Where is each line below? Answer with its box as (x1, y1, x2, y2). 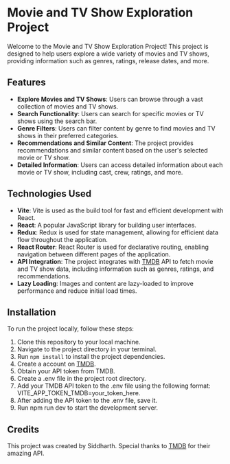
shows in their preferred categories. (16, 131, 119, 140)
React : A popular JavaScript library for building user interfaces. (16, 221, 197, 229)
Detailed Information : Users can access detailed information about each (16, 160, 223, 169)
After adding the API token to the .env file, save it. (16, 397, 158, 405)
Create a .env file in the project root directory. (16, 375, 146, 383)
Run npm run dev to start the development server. (16, 404, 159, 412)
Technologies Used (7, 188, 91, 200)
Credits (7, 423, 40, 435)
